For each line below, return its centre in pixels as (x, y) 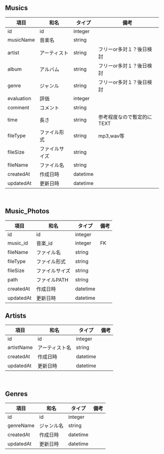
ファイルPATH (52, 280)
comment (18, 107)
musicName (21, 40)
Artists (16, 316)
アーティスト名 (54, 348)
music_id (18, 243)
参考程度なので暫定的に (125, 117)
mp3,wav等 (111, 136)
